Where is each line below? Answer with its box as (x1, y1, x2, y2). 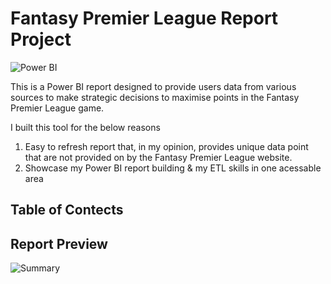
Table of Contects (10, 202, 124, 219)
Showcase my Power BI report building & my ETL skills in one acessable (24, 162, 322, 174)
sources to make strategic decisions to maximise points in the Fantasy (10, 91, 300, 103)
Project (10, 28, 72, 51)
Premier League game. (10, 102, 105, 114)
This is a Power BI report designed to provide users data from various (10, 80, 297, 92)
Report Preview (10, 235, 108, 252)
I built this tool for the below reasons (10, 121, 161, 133)
